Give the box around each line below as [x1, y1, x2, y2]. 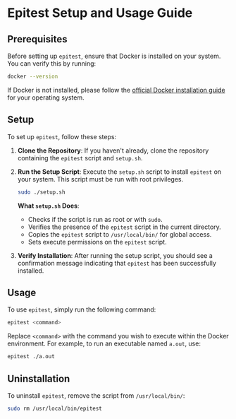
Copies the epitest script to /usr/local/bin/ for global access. [27, 230, 212, 238]
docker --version [7, 73, 58, 80]
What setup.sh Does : [17, 201, 80, 210]
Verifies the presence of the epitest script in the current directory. [27, 223, 222, 231]
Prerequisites [7, 33, 68, 45]
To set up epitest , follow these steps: [7, 132, 117, 141]
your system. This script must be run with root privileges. [17, 175, 184, 183]
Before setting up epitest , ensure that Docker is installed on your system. [7, 52, 221, 60]
